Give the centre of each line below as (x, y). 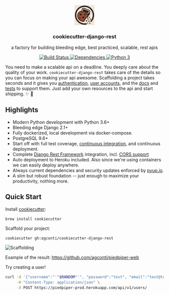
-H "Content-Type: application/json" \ (58, 282)
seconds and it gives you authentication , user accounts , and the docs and (82, 83)
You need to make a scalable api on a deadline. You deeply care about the (82, 67)
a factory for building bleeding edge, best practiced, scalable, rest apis (84, 47)
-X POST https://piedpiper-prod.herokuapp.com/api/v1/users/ (82, 288)
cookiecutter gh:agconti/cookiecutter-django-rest (59, 239)
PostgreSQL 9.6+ (30, 138)
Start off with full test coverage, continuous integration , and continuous (87, 143)
